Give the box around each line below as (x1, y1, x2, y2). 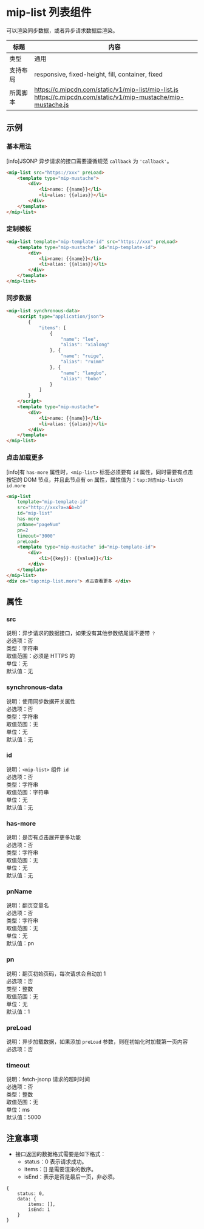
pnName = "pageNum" (17, 521, 61, 527)
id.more (6, 482, 26, 489)
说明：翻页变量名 (6, 902, 49, 909)
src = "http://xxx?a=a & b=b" (17, 505, 83, 511)
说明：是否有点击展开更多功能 (6, 834, 81, 841)
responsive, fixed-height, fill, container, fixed (34, 70, 163, 78)
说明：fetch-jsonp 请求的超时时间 (6, 1076, 90, 1083)
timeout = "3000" (17, 533, 56, 539)
